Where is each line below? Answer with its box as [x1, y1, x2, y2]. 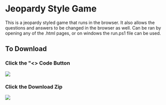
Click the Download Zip [5, 83, 63, 90]
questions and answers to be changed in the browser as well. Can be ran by [5, 24, 161, 30]
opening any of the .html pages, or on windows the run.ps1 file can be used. [5, 30, 161, 36]
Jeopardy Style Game [5, 3, 97, 14]
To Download [5, 44, 47, 53]
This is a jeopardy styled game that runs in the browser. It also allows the [5, 19, 155, 25]
